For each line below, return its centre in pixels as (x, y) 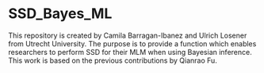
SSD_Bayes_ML (60, 14)
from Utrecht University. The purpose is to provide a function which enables (132, 43)
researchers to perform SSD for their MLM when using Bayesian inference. (130, 52)
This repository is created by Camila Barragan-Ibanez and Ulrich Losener (128, 35)
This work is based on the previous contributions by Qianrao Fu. (113, 60)
